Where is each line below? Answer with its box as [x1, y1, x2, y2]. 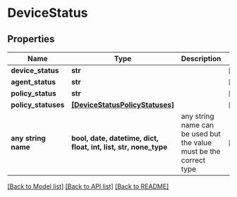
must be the [181, 146, 221, 156]
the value [181, 138, 212, 147]
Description [181, 54, 221, 63]
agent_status [11, 77, 56, 87]
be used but [181, 129, 221, 139]
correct [181, 155, 206, 165]
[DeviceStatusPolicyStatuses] [71, 100, 175, 110]
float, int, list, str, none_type [71, 142, 168, 152]
